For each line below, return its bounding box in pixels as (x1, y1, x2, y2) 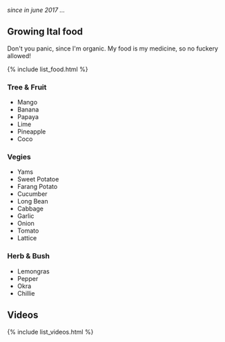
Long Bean (17, 197, 48, 206)
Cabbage (17, 204, 43, 213)
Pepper (17, 274, 39, 282)
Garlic (17, 212, 35, 220)
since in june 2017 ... (7, 6, 66, 14)
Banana (17, 105, 39, 114)
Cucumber (17, 190, 48, 198)
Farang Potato (17, 183, 58, 191)
